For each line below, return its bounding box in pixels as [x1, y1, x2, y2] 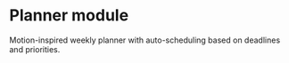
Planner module [9, 5, 129, 26]
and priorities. [9, 43, 61, 54]
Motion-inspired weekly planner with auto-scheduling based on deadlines [9, 35, 281, 45]
